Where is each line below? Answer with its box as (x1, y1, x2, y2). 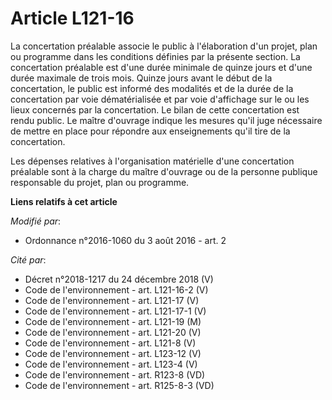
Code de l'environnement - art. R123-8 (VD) (24, 368, 206, 381)
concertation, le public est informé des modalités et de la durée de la (10, 82, 294, 94)
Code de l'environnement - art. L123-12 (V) (24, 347, 202, 359)
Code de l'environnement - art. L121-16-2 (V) (24, 283, 209, 296)
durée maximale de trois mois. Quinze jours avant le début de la (10, 72, 273, 84)
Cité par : (10, 253, 47, 266)
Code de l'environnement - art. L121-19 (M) (24, 315, 202, 327)
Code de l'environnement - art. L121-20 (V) (24, 326, 202, 338)
